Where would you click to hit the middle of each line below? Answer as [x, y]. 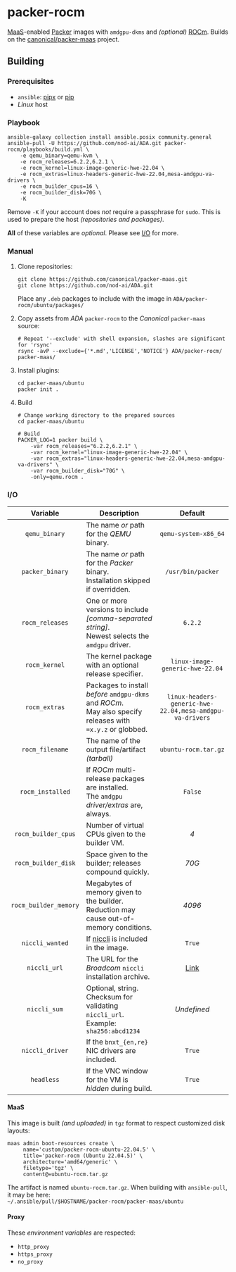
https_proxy [35, 1254]
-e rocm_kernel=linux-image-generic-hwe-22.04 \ [92, 168]
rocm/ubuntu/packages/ [51, 306]
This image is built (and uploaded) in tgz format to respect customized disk [116, 1123]
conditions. [134, 927]
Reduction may [111, 909]
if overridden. [108, 589]
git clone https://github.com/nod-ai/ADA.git [85, 286]
